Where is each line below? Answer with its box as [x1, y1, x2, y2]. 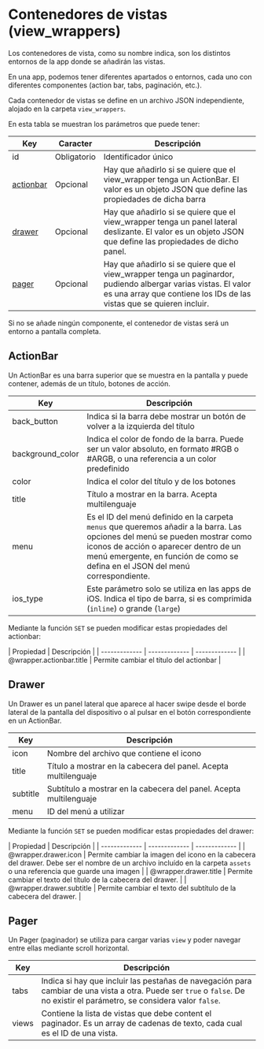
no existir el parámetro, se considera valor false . [41, 995, 222, 1006]
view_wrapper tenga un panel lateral [103, 216, 237, 227]
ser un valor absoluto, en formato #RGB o [86, 443, 240, 454]
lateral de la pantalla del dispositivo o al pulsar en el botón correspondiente [8, 707, 251, 716]
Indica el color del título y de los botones [86, 475, 236, 486]
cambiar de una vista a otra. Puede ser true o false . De [41, 985, 245, 996]
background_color [12, 448, 79, 459]
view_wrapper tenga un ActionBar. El [103, 173, 240, 184]
